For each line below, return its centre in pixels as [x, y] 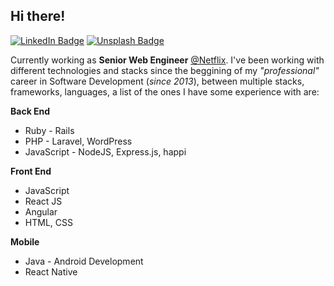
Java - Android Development [84, 261]
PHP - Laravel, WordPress [78, 141]
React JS [43, 201]
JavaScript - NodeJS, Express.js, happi [105, 151]
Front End [31, 171]
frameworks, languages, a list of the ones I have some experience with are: [165, 91]
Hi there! [38, 16]
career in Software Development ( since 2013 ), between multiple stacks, [157, 81]
